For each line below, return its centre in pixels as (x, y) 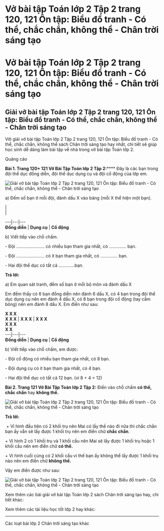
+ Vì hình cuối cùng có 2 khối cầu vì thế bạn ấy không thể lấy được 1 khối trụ (82, 456)
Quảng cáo (16, 159)
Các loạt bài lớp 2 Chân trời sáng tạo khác (47, 524)
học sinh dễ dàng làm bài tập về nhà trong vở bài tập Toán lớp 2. (70, 150)
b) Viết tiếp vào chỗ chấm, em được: (41, 350)
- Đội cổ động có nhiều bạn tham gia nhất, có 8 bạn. (58, 359)
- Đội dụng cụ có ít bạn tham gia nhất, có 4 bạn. (53, 368)
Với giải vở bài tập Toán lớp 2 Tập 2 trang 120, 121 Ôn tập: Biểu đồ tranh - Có (82, 139)
